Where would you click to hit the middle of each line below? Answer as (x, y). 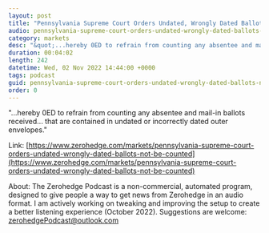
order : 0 (23, 90)
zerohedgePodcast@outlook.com (64, 220)
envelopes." (28, 130)
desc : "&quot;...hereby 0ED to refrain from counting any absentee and (130, 46)
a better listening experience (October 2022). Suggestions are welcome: (128, 212)
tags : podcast (32, 75)
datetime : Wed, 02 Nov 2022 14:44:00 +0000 (82, 68)
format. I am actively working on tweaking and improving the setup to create (134, 203)
